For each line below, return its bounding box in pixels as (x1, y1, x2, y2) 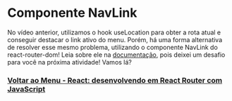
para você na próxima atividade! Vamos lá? (7, 58, 133, 66)
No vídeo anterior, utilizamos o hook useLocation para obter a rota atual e (7, 28, 221, 36)
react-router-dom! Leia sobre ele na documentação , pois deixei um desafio (7, 50, 226, 59)
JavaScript (7, 84, 46, 94)
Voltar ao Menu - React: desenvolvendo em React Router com (7, 75, 223, 85)
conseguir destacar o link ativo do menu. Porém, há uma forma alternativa (7, 35, 223, 43)
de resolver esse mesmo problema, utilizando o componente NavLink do (7, 43, 219, 51)
